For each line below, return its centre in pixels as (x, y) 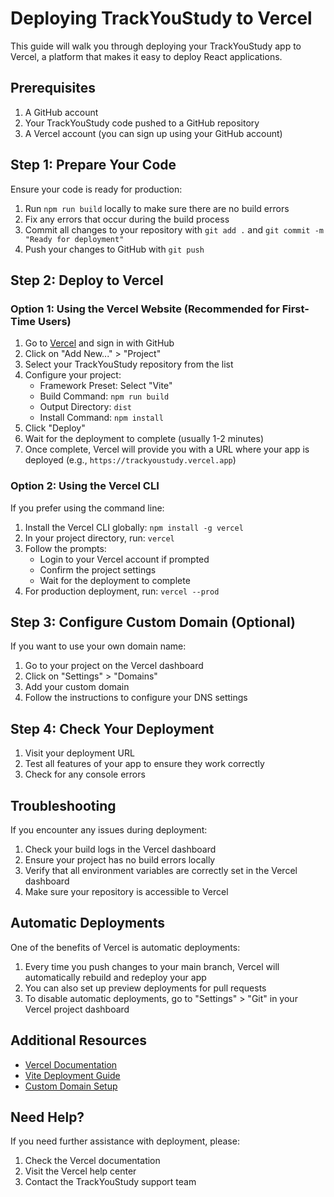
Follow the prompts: (65, 548)
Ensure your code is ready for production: (96, 189)
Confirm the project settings (98, 569)
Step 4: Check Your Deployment (112, 728)
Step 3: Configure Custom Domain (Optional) (153, 622)
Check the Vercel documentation (92, 1161)
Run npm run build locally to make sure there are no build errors (157, 208)
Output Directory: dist (86, 407)
